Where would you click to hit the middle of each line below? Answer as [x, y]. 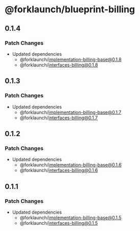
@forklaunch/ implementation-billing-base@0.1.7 [71, 112]
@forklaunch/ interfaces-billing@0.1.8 [59, 65]
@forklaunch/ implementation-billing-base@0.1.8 [71, 59]
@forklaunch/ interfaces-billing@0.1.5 [59, 223]
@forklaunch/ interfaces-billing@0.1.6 [59, 171]
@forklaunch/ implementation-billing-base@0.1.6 [71, 165]
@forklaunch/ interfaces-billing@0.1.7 [59, 118]
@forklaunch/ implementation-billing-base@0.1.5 [71, 217]
